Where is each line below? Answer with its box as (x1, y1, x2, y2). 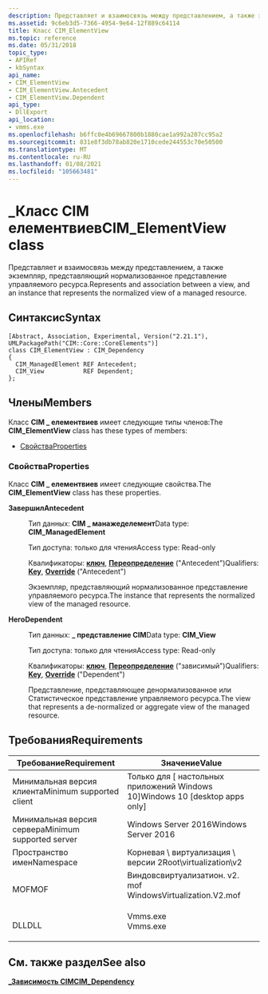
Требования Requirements (8, 734, 144, 747)
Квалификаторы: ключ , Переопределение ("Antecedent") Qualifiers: (28, 558, 259, 567)
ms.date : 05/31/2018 (8, 42, 77, 50)
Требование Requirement (16, 757, 116, 768)
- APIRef (8, 57, 37, 65)
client (12, 796, 33, 807)
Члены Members (8, 396, 93, 410)
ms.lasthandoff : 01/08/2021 (8, 161, 102, 169)
